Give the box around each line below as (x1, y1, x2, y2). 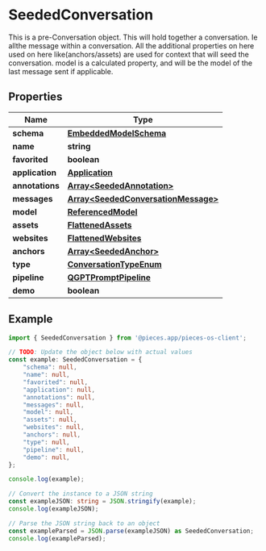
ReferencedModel (67, 206, 138, 217)
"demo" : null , (23, 453, 70, 461)
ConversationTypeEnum (67, 258, 163, 269)
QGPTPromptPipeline (67, 272, 152, 283)
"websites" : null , (23, 424, 85, 432)
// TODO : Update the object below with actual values (8, 349, 193, 357)
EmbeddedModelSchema (67, 127, 167, 139)
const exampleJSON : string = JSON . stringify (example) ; (8, 498, 197, 506)
